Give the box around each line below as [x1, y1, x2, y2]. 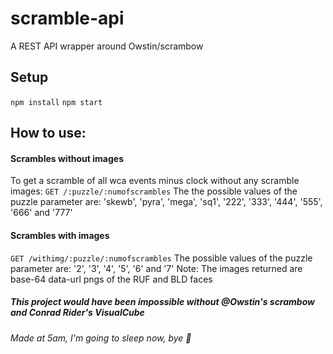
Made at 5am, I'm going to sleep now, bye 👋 [10, 332, 192, 344]
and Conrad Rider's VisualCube [10, 307, 145, 319]
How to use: [10, 125, 87, 142]
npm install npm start [10, 97, 103, 107]
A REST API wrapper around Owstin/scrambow [10, 40, 204, 52]
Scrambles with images [10, 229, 110, 241]
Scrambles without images [10, 152, 124, 164]
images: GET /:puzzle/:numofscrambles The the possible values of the [10, 185, 298, 197]
